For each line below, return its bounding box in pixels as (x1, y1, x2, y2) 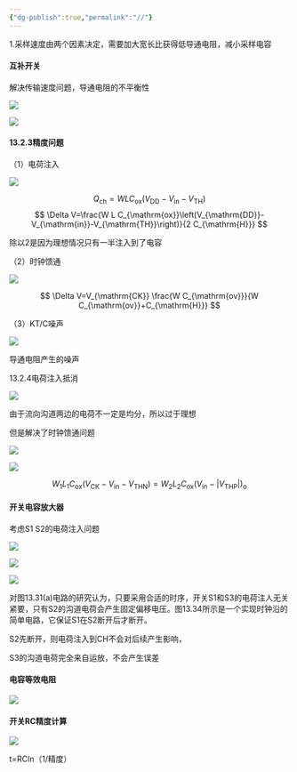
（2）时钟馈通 (9, 255, 61, 267)
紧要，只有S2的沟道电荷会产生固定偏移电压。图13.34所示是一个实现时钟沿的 (9, 603, 288, 614)
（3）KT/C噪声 (9, 318, 64, 329)
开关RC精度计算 (9, 715, 68, 726)
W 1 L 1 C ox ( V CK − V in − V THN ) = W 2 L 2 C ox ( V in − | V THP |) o (52, 478, 247, 491)
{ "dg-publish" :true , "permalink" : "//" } (9, 12, 153, 22)
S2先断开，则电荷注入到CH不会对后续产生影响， (9, 633, 187, 644)
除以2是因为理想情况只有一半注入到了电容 (9, 237, 163, 247)
